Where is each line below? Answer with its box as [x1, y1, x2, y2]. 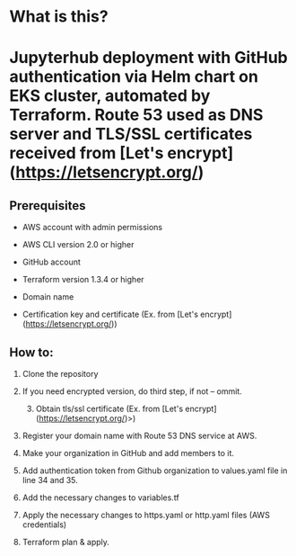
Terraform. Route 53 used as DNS [9, 105, 264, 125]
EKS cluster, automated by [9, 85, 211, 106]
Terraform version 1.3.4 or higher [22, 274, 145, 285]
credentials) [22, 519, 67, 530]
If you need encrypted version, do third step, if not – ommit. [22, 386, 242, 397]
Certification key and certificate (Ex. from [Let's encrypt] [22, 309, 232, 320]
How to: [9, 345, 54, 360]
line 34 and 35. [22, 475, 78, 485]
